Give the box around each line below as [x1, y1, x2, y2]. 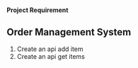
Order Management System [6, 25, 132, 38]
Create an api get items [16, 52, 86, 61]
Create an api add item [16, 45, 84, 53]
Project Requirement [6, 6, 69, 14]
